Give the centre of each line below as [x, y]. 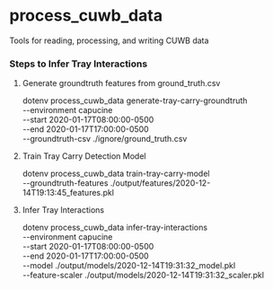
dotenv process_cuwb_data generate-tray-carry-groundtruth [135, 101]
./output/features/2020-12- [160, 183]
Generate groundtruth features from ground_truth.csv [121, 83]
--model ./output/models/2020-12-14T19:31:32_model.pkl [129, 266]
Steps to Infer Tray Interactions [79, 64]
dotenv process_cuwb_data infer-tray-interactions [115, 228]
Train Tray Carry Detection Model [84, 156]
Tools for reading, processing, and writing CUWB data [109, 40]
